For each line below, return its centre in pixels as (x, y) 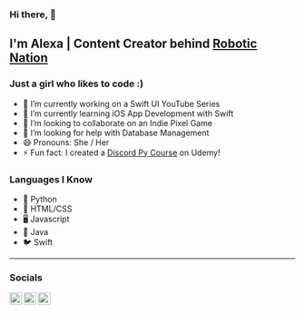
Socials (26, 278)
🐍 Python (39, 199)
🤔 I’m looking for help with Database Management (116, 132)
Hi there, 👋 (33, 15)
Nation (29, 58)
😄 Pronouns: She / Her (66, 142)
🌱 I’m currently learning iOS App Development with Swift (128, 113)
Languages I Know (51, 179)
